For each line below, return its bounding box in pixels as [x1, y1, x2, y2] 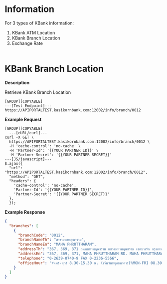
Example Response [4, 209, 45, 215]
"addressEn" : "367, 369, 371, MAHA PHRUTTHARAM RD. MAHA [17, 251, 139, 256]
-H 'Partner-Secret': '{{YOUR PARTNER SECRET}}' [9, 152, 112, 157]
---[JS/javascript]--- [4, 156, 52, 162]
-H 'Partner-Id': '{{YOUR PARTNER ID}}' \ [9, 148, 99, 153]
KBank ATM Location [11, 29, 55, 35]
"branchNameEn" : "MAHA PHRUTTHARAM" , [17, 242, 97, 247]
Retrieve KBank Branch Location [4, 89, 71, 95]
